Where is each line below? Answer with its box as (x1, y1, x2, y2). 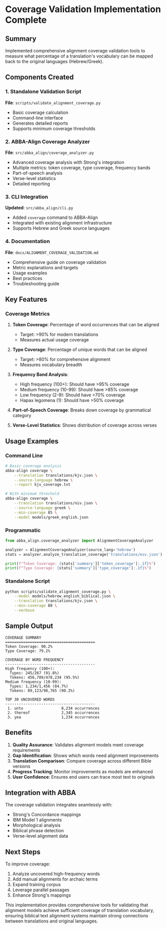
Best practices (12, 275, 43, 281)
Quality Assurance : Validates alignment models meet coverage (12, 741, 144, 747)
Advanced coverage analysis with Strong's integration (12, 159, 124, 165)
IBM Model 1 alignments (12, 817, 62, 823)
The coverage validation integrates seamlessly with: (5, 802, 113, 808)
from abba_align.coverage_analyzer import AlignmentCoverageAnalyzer (5, 538, 154, 543)
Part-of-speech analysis (12, 170, 63, 176)
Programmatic (5, 527, 41, 534)
